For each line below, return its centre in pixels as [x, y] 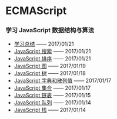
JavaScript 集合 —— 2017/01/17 [52, 88]
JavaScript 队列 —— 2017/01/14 [53, 103]
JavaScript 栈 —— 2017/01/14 [50, 110]
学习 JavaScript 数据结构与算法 [50, 30]
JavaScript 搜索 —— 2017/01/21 [52, 52]
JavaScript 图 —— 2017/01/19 [50, 66]
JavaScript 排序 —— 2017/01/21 [52, 59]
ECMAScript [36, 11]
